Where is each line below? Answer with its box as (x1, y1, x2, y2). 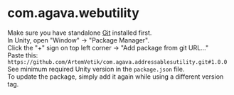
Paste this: (7, 51, 38, 60)
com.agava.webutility (7, 5, 140, 21)
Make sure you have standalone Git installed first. (7, 28, 152, 37)
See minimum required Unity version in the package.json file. (7, 65, 185, 73)
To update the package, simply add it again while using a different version (7, 72, 224, 81)
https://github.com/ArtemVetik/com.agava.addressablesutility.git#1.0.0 (7, 58, 228, 65)
